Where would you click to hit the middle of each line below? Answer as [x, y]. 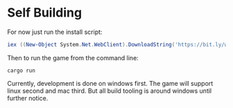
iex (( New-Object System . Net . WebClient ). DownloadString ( [91, 44]
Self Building [44, 13]
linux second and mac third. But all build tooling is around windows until [110, 91]
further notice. [28, 98]
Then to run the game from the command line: [73, 57]
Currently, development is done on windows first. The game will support [110, 83]
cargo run [21, 71]
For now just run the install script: [55, 32]
